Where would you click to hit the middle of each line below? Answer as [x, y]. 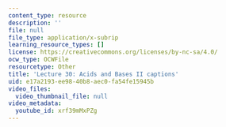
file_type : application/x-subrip [63, 37]
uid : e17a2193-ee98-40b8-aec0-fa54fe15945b [81, 81]
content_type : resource [48, 15]
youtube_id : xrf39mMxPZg [56, 111]
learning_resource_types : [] [56, 45]
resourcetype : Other [42, 67]
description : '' [35, 23]
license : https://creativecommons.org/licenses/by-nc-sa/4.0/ [113, 52]
